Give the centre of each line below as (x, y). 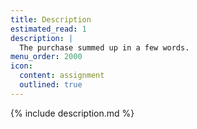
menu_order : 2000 (46, 57)
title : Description (51, 19)
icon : (21, 66)
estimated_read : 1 (48, 29)
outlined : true (51, 85)
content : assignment (62, 76)
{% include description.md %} (72, 113)
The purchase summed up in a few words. (104, 47)
